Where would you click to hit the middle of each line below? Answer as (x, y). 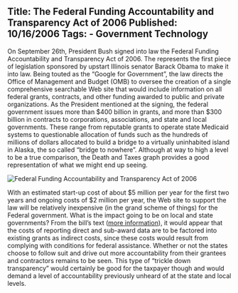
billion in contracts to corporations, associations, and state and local (107, 119)
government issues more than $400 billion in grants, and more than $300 (115, 112)
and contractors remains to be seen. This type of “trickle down (99, 260)
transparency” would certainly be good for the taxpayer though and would (116, 268)
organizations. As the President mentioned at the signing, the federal (108, 104)
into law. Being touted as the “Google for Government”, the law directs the (115, 73)
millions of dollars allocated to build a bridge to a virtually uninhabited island (119, 142)
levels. (17, 283)
